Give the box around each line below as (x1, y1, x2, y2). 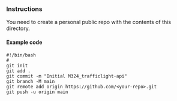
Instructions (6, 5, 43, 13)
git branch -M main (6, 78, 55, 84)
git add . (6, 68, 31, 74)
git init (6, 63, 28, 69)
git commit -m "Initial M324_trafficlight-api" (6, 73, 128, 79)
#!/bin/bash (6, 52, 36, 58)
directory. (6, 25, 30, 32)
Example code (6, 38, 43, 46)
